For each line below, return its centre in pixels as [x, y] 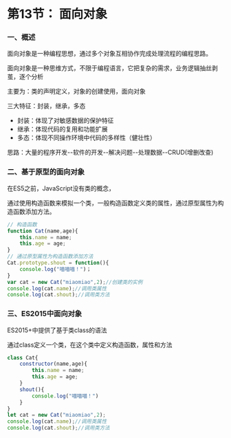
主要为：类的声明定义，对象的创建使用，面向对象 [76, 91]
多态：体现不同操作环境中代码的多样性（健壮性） [86, 138]
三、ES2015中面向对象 [45, 314]
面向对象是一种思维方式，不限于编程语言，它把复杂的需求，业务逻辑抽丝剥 [112, 68]
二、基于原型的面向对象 [46, 172]
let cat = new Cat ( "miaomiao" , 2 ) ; [57, 415]
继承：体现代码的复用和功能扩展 [62, 129]
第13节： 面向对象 [57, 14]
